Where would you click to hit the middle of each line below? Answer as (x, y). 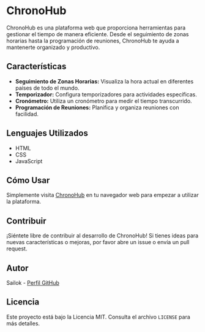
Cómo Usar (28, 180)
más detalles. (23, 323)
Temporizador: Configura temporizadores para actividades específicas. (106, 94)
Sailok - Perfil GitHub (33, 283)
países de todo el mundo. (47, 88)
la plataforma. (24, 202)
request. (17, 249)
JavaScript (29, 161)
